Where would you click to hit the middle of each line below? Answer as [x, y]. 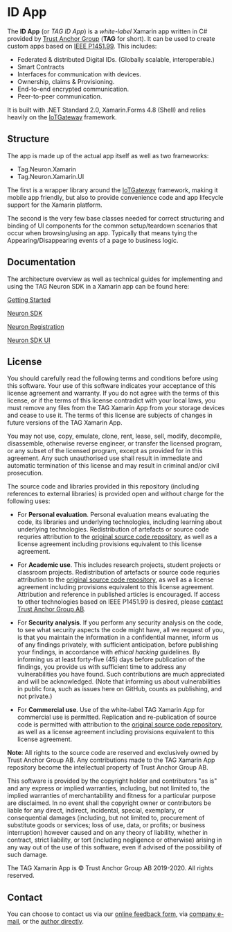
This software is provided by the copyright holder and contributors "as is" [112, 781]
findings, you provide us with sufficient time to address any [101, 667]
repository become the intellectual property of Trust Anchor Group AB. [108, 768]
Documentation [42, 262]
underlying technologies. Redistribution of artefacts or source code [113, 529]
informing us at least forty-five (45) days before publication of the [111, 659]
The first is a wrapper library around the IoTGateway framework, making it [113, 190]
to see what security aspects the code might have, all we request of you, [121, 630]
